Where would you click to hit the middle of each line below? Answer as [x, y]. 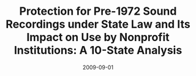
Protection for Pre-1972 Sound [98, 11]
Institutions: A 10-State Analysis [98, 51]
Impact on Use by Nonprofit [98, 37]
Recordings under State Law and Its [98, 24]
